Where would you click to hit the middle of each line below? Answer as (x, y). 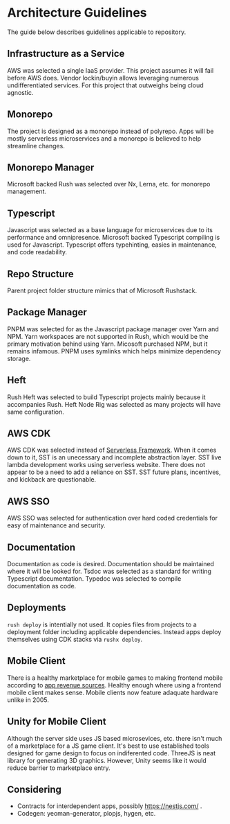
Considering (35, 789)
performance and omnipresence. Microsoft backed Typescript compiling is (114, 238)
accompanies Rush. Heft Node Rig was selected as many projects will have (114, 404)
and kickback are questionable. (52, 480)
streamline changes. (36, 146)
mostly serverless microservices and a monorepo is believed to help (104, 138)
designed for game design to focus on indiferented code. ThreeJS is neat (112, 753)
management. (27, 191)
